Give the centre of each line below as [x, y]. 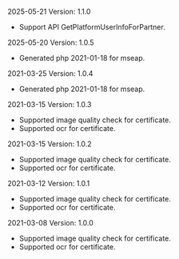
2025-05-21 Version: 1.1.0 [49, 12]
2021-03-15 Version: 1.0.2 [50, 144]
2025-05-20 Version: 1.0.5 [51, 42]
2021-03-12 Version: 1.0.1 [49, 183]
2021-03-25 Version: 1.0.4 [50, 74]
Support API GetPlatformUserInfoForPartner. [92, 27]
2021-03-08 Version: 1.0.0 [50, 223]
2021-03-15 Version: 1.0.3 [50, 104]
